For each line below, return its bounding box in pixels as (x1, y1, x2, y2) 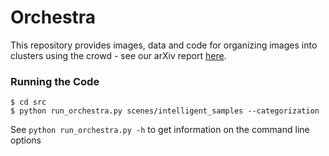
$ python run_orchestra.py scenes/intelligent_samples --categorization (10, 106, 320, 116)
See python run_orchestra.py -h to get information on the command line (10, 124, 310, 136)
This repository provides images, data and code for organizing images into (10, 39, 318, 51)
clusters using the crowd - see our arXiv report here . (10, 49, 227, 61)
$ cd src (10, 97, 47, 108)
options (10, 134, 42, 146)
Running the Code (10, 74, 100, 88)
